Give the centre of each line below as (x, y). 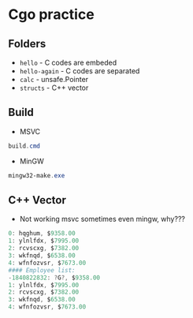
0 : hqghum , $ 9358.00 (42, 234)
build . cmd (24, 146)
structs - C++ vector (54, 88)
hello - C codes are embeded (68, 62)
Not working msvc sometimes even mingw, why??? (102, 219)
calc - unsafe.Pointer (54, 79)
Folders (27, 44)
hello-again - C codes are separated (80, 71)
